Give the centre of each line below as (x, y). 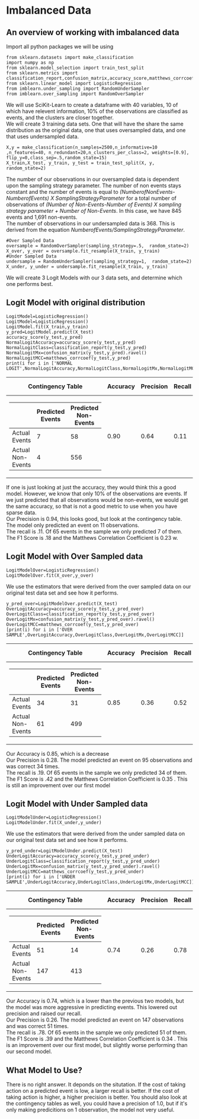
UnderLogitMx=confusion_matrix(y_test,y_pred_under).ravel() (83, 867)
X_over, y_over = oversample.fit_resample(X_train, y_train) (83, 251)
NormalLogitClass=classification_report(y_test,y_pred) (76, 348)
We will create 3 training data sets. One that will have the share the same (95, 124)
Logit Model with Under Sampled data (77, 804)
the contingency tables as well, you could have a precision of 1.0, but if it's (97, 1104)
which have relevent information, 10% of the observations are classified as (97, 111)
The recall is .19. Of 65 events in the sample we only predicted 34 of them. (97, 772)
